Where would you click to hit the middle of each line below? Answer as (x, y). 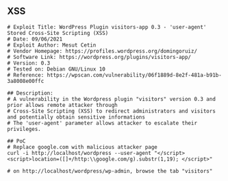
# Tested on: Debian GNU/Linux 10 (56, 69)
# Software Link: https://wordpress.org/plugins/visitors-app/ (99, 57)
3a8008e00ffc (26, 81)
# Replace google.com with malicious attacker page (82, 147)
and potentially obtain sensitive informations (76, 117)
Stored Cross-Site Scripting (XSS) (58, 33)
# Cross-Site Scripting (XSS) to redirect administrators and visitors (111, 111)
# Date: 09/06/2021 (35, 39)
